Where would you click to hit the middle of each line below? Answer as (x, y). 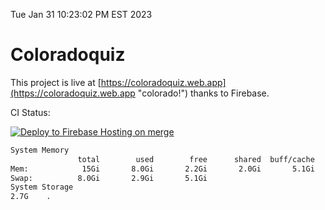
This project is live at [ (56, 82)
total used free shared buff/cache (196, 159)
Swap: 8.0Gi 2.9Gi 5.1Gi (109, 178)
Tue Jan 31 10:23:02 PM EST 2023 (81, 14)
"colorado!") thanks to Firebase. (203, 93)
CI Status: (30, 112)
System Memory (40, 150)
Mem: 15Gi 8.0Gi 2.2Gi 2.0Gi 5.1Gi (162, 169)
